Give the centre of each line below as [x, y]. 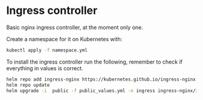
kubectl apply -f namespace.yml [47, 50]
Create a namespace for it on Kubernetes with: [64, 39]
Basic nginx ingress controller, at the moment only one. [75, 27]
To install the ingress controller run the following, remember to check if [95, 62]
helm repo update [28, 85]
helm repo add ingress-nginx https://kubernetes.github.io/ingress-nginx [101, 79]
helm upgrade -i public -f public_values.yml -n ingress [81, 91]
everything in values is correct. [45, 68]
